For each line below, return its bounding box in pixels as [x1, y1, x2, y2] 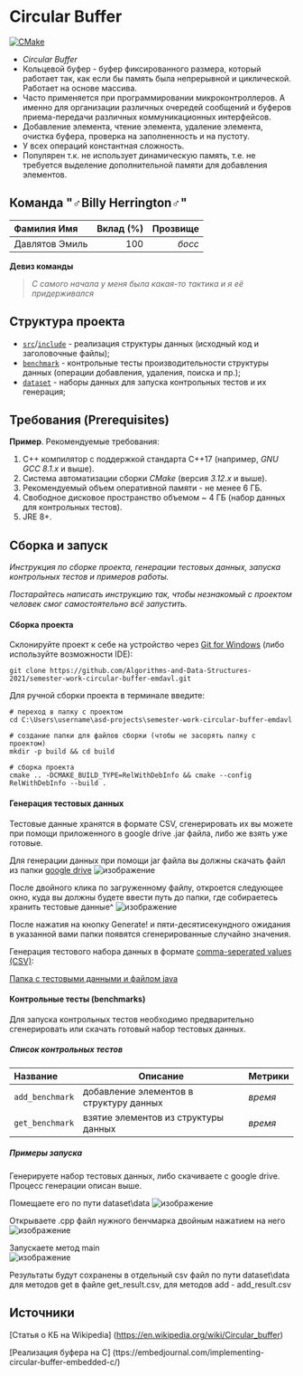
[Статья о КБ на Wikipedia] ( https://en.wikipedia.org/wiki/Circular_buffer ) [9, 1329, 284, 1340]
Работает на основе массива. [22, 82, 138, 93]
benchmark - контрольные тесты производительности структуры [22, 357, 269, 368]
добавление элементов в [82, 1085, 194, 1097]
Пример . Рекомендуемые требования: [9, 436, 160, 447]
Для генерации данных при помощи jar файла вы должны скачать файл [9, 855, 286, 866]
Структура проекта [9, 314, 125, 329]
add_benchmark [14, 1092, 75, 1102]
